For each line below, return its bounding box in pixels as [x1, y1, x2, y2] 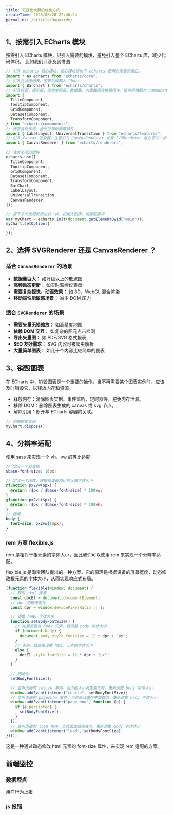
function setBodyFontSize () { [10, 619, 75, 624]
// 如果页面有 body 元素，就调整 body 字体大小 [15, 624, 107, 629]
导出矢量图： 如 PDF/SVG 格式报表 [13, 335, 87, 341]
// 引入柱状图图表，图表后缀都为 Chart [6, 78, 80, 83]
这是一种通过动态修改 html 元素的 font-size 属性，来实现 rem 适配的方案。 [6, 743, 162, 749]
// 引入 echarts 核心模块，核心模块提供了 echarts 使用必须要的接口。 [6, 69, 142, 74]
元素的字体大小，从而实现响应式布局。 [14, 575, 96, 582]
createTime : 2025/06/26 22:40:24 [6, 12, 78, 17]
